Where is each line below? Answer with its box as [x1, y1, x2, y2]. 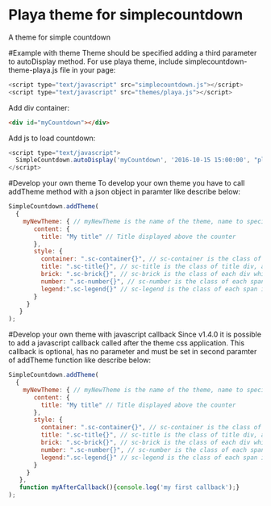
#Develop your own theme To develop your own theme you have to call [8, 178, 245, 188]
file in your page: [59, 65, 116, 74]
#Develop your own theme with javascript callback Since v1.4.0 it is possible [8, 329, 262, 340]
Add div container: [8, 102, 70, 112]
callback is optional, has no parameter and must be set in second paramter [8, 347, 257, 357]
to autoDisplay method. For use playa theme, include [8, 56, 184, 66]
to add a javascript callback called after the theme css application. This [8, 338, 244, 348]
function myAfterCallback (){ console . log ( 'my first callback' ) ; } [19, 483, 240, 491]
